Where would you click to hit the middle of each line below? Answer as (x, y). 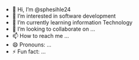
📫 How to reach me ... (40, 36)
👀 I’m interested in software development (64, 16)
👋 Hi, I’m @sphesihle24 (41, 9)
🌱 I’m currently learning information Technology (72, 22)
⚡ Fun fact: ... (29, 51)
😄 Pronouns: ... (32, 45)
